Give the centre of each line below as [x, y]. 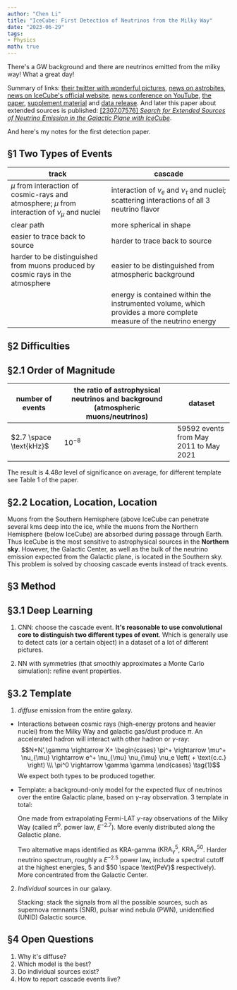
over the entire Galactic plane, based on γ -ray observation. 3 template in [123, 797]
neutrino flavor [135, 209]
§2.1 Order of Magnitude [61, 370]
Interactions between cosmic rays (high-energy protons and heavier [117, 724]
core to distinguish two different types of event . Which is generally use [123, 635]
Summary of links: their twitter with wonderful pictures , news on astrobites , [116, 88]
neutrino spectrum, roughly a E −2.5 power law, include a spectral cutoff [121, 859]
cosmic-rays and [39, 194]
